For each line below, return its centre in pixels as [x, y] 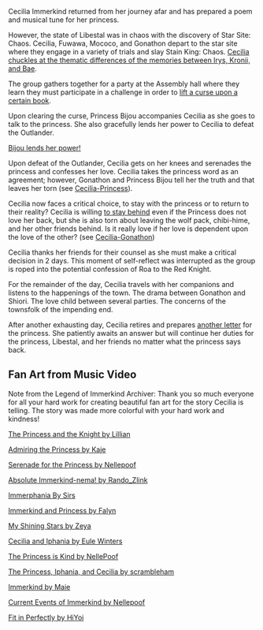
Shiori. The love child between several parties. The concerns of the [117, 301]
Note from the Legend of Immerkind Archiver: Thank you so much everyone [131, 393]
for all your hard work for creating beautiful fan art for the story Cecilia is [126, 402]
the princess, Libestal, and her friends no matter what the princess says [125, 341]
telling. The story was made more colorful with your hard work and [116, 410]
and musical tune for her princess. [64, 20]
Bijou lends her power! [44, 148]
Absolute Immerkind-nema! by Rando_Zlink [78, 479]
